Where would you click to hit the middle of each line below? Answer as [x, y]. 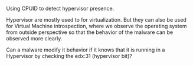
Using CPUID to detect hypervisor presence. [60, 8]
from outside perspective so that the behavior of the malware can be [90, 32]
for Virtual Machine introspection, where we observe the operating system [97, 26]
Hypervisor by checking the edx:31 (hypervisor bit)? [69, 56]
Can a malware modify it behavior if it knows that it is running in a [86, 50]
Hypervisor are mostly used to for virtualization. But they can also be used [97, 20]
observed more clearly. [34, 38]
